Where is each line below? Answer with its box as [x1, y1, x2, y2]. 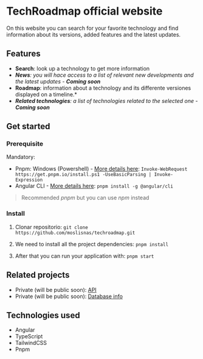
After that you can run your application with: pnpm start [15, 252, 154, 260]
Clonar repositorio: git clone [15, 223, 88, 230]
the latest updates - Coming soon [15, 77, 101, 85]
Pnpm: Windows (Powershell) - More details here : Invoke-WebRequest [15, 165, 188, 172]
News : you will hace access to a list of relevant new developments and [15, 71, 194, 79]
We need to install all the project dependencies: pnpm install [15, 240, 169, 247]
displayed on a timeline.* [15, 90, 78, 98]
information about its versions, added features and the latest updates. [6, 30, 181, 38]
